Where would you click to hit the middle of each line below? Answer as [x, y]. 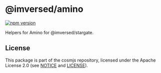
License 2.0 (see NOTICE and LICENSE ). [47, 65]
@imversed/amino [44, 9]
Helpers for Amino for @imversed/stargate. [49, 32]
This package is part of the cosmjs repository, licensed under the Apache [80, 60]
